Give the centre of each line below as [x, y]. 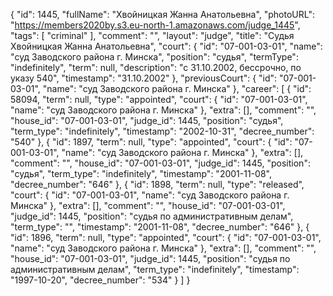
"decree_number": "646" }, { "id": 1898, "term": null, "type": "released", [157, 184]
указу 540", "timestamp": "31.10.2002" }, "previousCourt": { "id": [144, 78]
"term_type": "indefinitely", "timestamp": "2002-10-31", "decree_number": [162, 131]
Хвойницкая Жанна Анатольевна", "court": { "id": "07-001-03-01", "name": [166, 46]
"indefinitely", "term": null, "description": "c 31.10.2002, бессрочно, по [156, 67]
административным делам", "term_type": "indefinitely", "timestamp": [155, 269]
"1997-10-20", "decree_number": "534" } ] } [100, 280]
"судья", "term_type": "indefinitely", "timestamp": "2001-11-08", [141, 173]
